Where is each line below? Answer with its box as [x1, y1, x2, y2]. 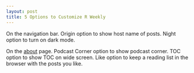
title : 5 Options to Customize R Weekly [6, 14, 106, 20]
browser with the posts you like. [6, 60, 83, 67]
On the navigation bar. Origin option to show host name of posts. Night [6, 30, 176, 37]
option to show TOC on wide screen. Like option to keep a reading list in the [6, 54, 189, 61]
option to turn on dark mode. [6, 36, 75, 43]
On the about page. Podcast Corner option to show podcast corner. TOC [6, 47, 181, 54]
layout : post [6, 8, 38, 15]
